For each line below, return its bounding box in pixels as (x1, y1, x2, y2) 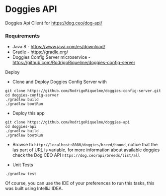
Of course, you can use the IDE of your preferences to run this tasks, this (5, 180, 155, 186)
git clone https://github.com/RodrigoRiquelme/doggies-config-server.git (5, 89, 162, 94)
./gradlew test (5, 172, 37, 177)
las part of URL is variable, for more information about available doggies (12, 147, 160, 153)
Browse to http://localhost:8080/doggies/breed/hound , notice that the (12, 142, 158, 148)
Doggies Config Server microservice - (12, 54, 90, 60)
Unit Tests (12, 162, 33, 168)
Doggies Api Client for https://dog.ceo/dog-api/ (5, 20, 103, 26)
